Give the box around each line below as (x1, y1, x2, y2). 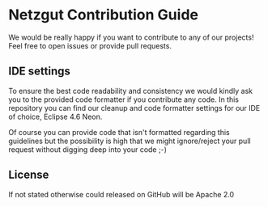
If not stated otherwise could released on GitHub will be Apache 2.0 (8, 189, 235, 199)
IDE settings (8, 65, 71, 78)
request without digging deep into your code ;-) (8, 144, 168, 154)
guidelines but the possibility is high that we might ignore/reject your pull (8, 136, 251, 146)
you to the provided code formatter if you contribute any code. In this (8, 95, 239, 104)
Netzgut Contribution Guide (8, 6, 198, 24)
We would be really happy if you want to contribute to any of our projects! (8, 32, 254, 42)
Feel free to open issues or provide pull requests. (8, 40, 172, 50)
